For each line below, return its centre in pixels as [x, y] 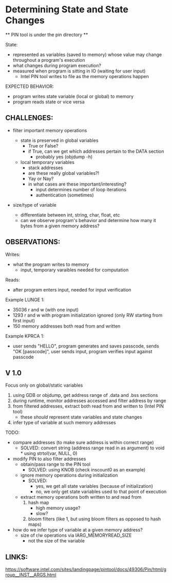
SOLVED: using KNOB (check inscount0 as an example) [87, 470]
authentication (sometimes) [65, 195]
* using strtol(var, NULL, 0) [49, 453]
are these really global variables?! [64, 173]
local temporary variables [47, 162]
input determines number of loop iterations [81, 189]
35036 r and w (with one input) [45, 309]
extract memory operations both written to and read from [81, 497]
